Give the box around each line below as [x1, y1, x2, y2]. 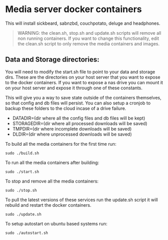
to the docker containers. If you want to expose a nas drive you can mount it [5, 79, 163, 85]
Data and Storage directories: [5, 55, 100, 64]
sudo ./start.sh [5, 169, 39, 174]
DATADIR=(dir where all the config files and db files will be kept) [12, 115, 145, 121]
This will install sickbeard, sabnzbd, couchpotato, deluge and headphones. [5, 20, 160, 26]
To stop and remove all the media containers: [5, 178, 99, 184]
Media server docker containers [5, 4, 142, 15]
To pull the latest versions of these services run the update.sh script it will [5, 197, 158, 203]
